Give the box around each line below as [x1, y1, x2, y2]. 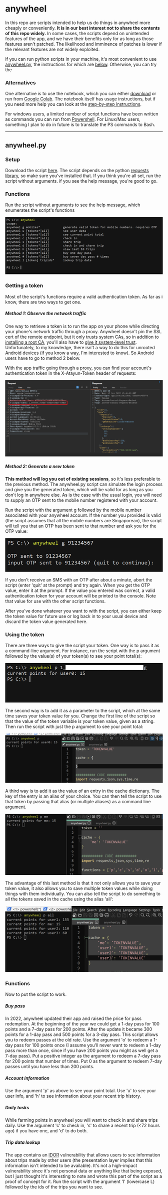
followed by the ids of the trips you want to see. [5, 1183, 103, 1189]
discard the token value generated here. [5, 618, 87, 625]
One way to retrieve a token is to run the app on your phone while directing [5, 323, 159, 329]
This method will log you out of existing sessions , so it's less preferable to [5, 476, 161, 482]
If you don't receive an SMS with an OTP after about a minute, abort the [5, 576, 152, 582]
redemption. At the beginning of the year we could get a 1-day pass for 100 [5, 1020, 160, 1026]
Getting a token [5, 282, 43, 289]
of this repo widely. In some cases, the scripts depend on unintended [5, 30, 149, 36]
